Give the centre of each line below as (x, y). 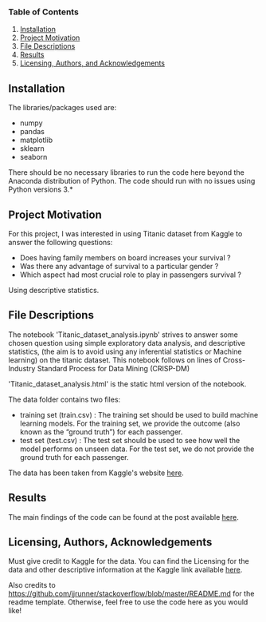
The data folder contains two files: (65, 399)
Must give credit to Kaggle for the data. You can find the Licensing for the (129, 561)
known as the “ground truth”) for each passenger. (101, 432)
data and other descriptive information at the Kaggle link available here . (125, 570)
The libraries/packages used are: (63, 108)
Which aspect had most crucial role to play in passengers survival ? (130, 275)
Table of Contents (44, 12)
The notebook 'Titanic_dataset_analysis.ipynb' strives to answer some (123, 335)
